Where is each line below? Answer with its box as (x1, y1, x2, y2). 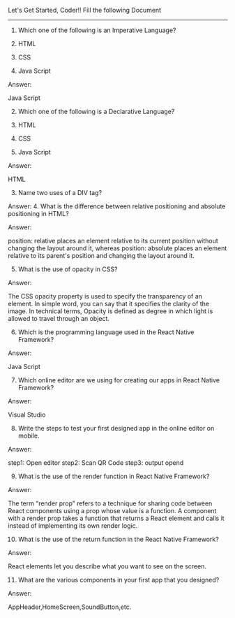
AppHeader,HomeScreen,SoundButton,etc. (8, 603, 132, 611)
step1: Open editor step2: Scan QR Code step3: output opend (8, 459, 184, 467)
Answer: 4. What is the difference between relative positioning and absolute (8, 202, 226, 210)
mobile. (17, 431, 40, 440)
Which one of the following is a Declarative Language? (17, 108, 175, 115)
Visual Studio (8, 410, 46, 419)
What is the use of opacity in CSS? (17, 265, 118, 273)
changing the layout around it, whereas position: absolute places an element (8, 244, 227, 252)
